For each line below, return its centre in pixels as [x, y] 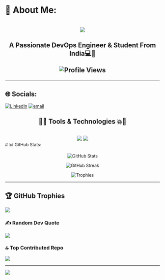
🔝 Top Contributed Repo [34, 248]
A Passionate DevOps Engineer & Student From [82, 45]
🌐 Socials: [21, 94]
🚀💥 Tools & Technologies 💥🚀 [82, 121]
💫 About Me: [31, 10]
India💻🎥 [82, 53]
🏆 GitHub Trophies [35, 196]
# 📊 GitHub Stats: [23, 145]
